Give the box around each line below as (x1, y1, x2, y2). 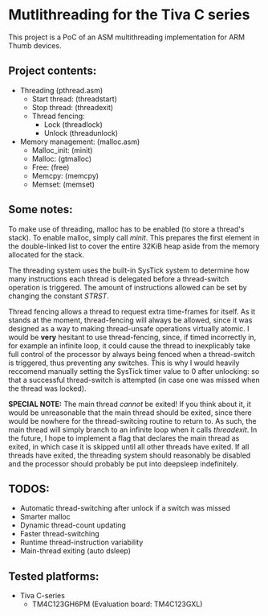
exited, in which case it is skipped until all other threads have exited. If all (8, 441, 250, 451)
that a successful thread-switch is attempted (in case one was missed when (8, 375, 260, 384)
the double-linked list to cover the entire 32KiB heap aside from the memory (8, 241, 260, 251)
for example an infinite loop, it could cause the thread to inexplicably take (8, 340, 251, 351)
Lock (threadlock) (43, 119, 103, 129)
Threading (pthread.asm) (19, 85, 104, 95)
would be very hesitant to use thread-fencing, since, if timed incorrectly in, (8, 332, 257, 342)
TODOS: (8, 482, 50, 495)
